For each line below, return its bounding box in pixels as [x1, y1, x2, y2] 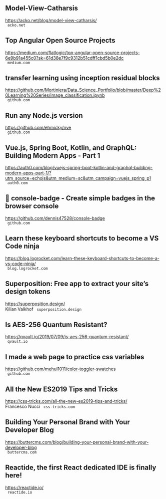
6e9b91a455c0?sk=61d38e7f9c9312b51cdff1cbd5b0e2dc [5, 55, 124, 61]
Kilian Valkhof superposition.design [5, 306, 81, 312]
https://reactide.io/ [5, 484, 44, 490]
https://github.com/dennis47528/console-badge [5, 215, 105, 221]
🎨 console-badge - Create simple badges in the [5, 194, 155, 202]
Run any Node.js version [5, 111, 83, 120]
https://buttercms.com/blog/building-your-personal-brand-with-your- [5, 439, 149, 445]
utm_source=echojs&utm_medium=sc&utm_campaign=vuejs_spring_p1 [5, 175, 151, 181]
